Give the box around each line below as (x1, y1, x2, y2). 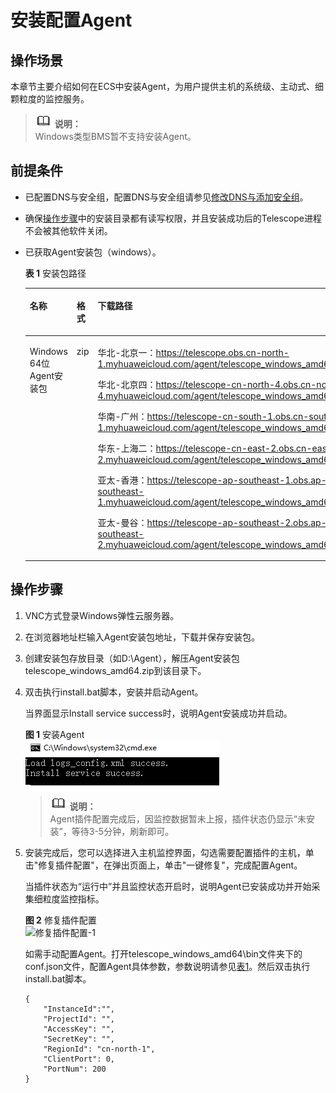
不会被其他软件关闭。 (24, 224, 113, 236)
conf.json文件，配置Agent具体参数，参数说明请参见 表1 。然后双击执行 (24, 960, 311, 972)
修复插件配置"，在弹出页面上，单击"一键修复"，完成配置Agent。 (38, 859, 303, 871)
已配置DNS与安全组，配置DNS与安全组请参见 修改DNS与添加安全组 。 (24, 191, 309, 203)
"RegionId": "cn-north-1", (43, 1044, 156, 1054)
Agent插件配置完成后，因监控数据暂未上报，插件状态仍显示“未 (49, 812, 307, 825)
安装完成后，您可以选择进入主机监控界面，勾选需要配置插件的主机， (24, 846, 306, 858)
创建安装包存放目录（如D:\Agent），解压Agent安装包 (24, 652, 240, 664)
